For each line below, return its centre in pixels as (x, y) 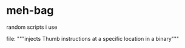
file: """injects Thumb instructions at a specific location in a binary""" (93, 38)
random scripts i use (32, 27)
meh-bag (30, 10)
